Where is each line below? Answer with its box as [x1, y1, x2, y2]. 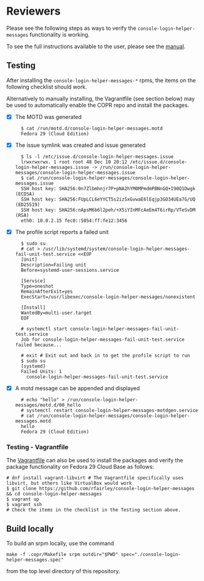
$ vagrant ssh [6, 502, 43, 508]
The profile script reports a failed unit [15, 228, 109, 235]
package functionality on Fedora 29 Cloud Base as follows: [6, 463, 154, 471]
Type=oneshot [21, 283, 54, 289]
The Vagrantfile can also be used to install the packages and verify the [6, 457, 184, 464]
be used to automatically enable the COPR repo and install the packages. [6, 101, 189, 109]
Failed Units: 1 [21, 368, 62, 374]
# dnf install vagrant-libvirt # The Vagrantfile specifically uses [6, 475, 184, 481]
